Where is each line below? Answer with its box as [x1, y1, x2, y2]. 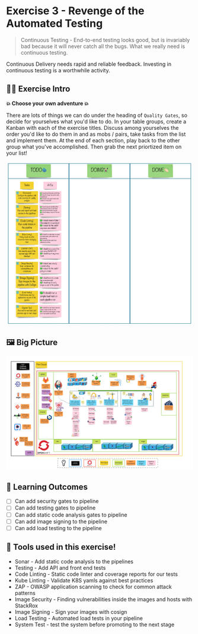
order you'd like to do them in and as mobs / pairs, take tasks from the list [6, 130, 186, 138]
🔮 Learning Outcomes [6, 482, 88, 492]
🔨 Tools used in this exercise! [6, 542, 116, 552]
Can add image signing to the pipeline [14, 518, 108, 525]
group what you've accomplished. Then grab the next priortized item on [6, 143, 182, 150]
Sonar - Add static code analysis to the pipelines [14, 557, 133, 565]
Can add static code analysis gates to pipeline [14, 511, 127, 518]
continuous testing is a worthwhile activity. [6, 66, 111, 74]
